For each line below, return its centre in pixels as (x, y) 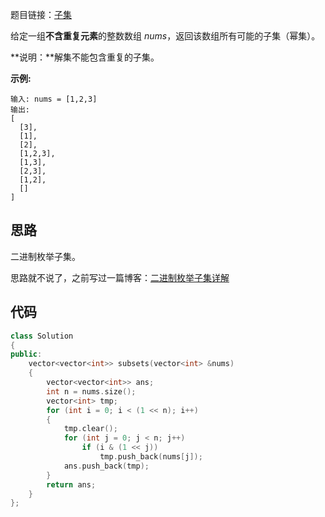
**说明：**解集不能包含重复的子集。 (85, 57)
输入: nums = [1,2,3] (54, 99)
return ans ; (71, 484)
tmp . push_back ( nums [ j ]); (151, 457)
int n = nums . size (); (91, 391)
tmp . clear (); (90, 429)
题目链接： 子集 (41, 14)
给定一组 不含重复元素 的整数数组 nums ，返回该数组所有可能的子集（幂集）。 (165, 36)
